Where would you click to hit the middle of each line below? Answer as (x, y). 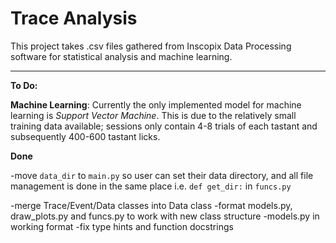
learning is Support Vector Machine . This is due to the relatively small (153, 115)
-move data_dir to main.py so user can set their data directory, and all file (162, 175)
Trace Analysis (74, 18)
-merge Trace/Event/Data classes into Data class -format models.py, (151, 205)
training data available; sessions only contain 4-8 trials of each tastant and (164, 126)
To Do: (24, 85)
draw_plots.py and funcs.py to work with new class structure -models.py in (165, 216)
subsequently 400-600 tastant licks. (85, 136)
